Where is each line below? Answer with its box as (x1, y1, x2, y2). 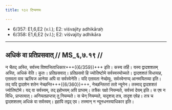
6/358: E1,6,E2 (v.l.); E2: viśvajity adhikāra (12, 31, 101, 37)
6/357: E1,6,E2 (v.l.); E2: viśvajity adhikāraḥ (12, 26, 103, 32)
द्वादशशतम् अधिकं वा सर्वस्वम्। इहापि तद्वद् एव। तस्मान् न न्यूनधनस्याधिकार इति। (5, 99, 135, 105)
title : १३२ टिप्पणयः (5, 7, 41, 13)
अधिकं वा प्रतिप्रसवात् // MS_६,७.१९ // (5, 51, 103, 60)
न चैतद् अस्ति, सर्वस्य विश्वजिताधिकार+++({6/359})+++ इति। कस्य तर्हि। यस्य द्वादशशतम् (5, 64, 158, 70)
